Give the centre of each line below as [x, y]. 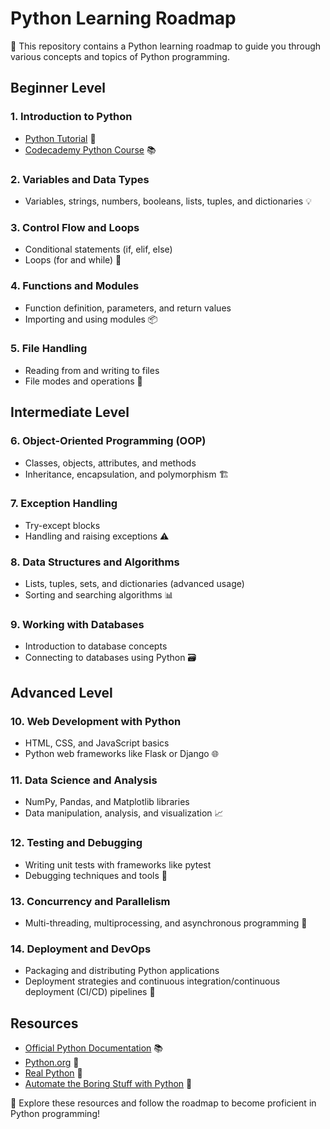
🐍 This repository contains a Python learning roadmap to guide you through [166, 46]
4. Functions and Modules [75, 286]
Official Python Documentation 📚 [94, 1048]
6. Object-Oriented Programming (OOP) [108, 441]
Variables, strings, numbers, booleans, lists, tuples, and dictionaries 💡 [168, 201]
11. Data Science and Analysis [84, 780]
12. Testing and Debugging [76, 843]
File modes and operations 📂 [83, 381]
